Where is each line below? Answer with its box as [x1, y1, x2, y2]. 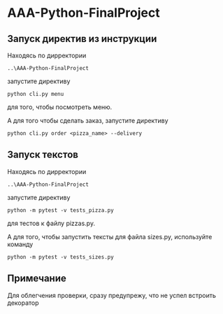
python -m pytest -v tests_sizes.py [7, 253, 114, 260]
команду [7, 240, 34, 248]
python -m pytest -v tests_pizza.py [7, 206, 114, 214]
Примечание [7, 273, 66, 285]
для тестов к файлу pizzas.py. [7, 219, 96, 227]
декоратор [7, 299, 40, 307]
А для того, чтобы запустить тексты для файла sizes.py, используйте [7, 232, 213, 241]
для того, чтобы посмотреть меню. [7, 103, 113, 111]
